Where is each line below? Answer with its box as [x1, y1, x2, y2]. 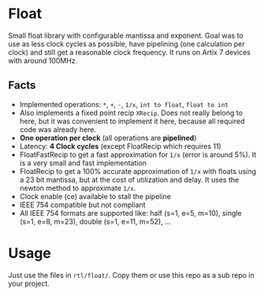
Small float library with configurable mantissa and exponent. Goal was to [8, 31, 244, 40]
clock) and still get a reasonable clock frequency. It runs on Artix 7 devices [8, 47, 251, 57]
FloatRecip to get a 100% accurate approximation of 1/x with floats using [19, 166, 257, 176]
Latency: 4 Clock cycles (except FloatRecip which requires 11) [19, 141, 222, 150]
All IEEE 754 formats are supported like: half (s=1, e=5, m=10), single [19, 208, 242, 217]
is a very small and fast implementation [19, 158, 147, 168]
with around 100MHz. [8, 56, 78, 65]
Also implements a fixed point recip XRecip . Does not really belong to [19, 108, 243, 117]
